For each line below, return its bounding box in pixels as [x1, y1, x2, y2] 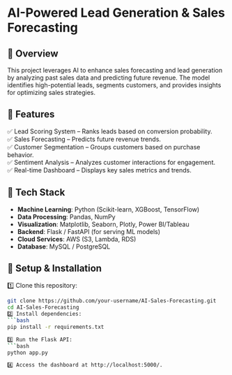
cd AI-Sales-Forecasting [7, 304, 79, 311]
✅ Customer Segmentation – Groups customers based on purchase [7, 142, 201, 151]
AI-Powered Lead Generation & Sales [7, 5, 225, 21]
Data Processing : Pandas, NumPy [17, 212, 116, 221]
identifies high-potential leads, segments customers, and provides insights [7, 81, 222, 89]
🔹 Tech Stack [7, 186, 65, 198]
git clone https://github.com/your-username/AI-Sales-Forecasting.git [7, 297, 217, 304]
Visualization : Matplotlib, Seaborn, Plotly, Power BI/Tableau [17, 220, 190, 228]
